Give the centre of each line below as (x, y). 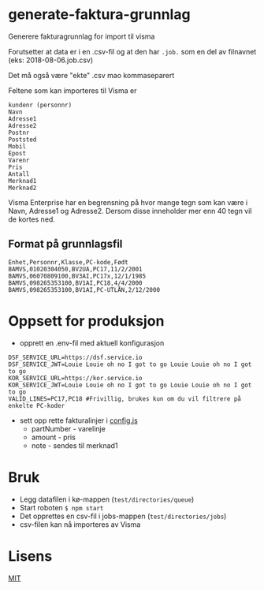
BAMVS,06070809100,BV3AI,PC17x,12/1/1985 (77, 276)
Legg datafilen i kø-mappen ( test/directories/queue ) (107, 499)
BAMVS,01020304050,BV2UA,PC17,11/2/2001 (76, 269)
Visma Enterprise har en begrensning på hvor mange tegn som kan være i (128, 202)
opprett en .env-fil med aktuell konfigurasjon (92, 343)
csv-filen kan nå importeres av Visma (80, 524)
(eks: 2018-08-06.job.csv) (51, 60)
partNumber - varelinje (69, 428)
